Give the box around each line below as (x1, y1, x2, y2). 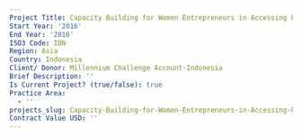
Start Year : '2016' (9, 22, 83, 31)
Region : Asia (9, 47, 58, 56)
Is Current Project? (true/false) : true (9, 80, 164, 89)
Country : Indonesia (9, 55, 83, 64)
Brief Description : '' (9, 72, 94, 81)
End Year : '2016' (9, 30, 75, 39)
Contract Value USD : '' (9, 114, 99, 123)
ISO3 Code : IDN (9, 38, 67, 48)
